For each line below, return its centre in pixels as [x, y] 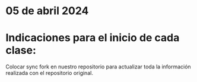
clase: [21, 50]
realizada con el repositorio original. [49, 73]
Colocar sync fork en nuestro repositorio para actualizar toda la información [98, 67]
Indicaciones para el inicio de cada [93, 38]
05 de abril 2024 [47, 11]
